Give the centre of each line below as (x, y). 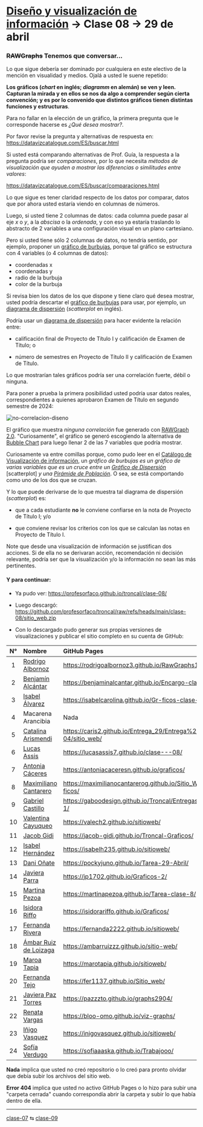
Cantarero (37, 791)
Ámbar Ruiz (40, 942)
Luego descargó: (36, 605)
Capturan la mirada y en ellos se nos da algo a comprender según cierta (98, 94)
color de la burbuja (38, 284)
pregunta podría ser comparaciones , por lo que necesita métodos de (92, 161)
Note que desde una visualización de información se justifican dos (89, 546)
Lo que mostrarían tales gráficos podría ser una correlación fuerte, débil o (98, 375)
